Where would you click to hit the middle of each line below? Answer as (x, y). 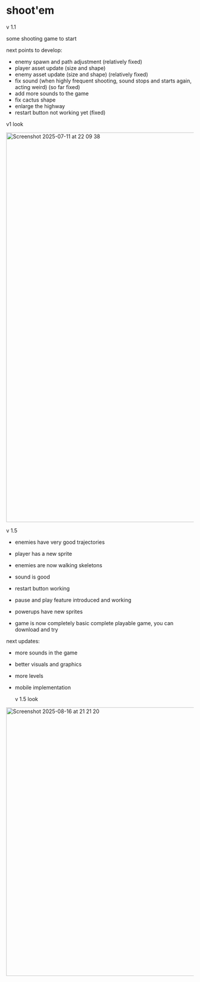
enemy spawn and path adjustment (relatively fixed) (79, 62)
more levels (29, 675)
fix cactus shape (35, 100)
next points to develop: (34, 50)
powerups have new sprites (49, 611)
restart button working (42, 588)
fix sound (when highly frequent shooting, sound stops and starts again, (103, 81)
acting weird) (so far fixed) (47, 87)
